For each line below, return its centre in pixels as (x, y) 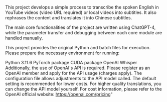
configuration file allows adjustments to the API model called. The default (81, 78)
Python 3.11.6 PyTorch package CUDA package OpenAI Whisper (71, 62)
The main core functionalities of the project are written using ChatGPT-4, (80, 27)
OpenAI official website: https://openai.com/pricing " (59, 94)
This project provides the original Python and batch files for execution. (78, 48)
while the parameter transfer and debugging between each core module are (83, 33)
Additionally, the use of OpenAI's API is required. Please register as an (78, 68)
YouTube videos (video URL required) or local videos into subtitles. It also (81, 12)
